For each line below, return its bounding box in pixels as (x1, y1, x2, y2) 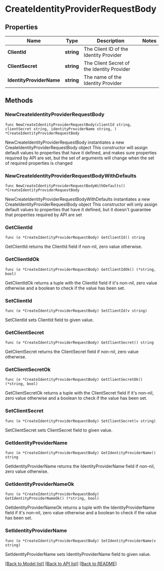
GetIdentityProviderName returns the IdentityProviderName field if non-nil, (5, 463, 155, 469)
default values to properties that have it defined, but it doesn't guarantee (5, 206, 151, 212)
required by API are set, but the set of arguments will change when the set (5, 155, 155, 161)
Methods (5, 96, 33, 105)
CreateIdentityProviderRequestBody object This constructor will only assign (5, 201, 158, 207)
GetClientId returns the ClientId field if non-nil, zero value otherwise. (5, 243, 143, 250)
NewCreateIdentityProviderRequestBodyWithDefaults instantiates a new (5, 196, 150, 202)
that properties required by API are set (5, 212, 82, 218)
